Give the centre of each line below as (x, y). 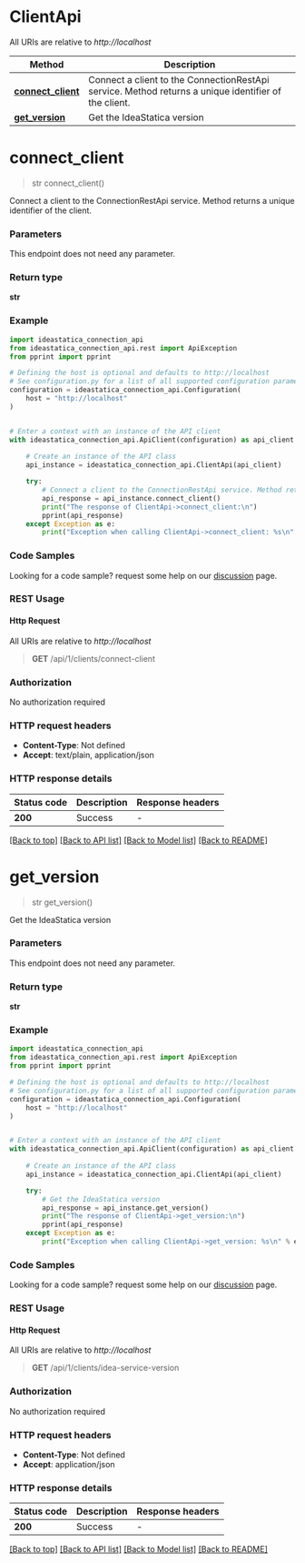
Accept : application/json (69, 1464)
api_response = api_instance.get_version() (125, 1208)
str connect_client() (68, 183)
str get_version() (62, 902)
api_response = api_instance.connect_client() (132, 498)
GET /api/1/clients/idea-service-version (105, 1368)
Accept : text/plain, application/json (88, 755)
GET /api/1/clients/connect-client (93, 658)
